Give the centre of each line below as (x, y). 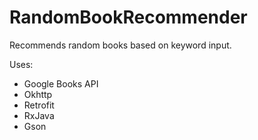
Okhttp (38, 94)
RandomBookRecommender (128, 17)
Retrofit (39, 105)
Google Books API (61, 83)
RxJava (39, 115)
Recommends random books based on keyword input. (120, 45)
